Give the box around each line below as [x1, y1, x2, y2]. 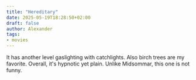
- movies [6, 37, 29, 43]
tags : [6, 32, 20, 38]
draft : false [6, 20, 39, 26]
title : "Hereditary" [6, 8, 59, 15]
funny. [6, 67, 22, 73]
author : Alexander [6, 25, 53, 32]
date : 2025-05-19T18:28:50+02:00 [6, 15, 91, 21]
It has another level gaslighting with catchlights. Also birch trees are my [6, 54, 185, 61]
